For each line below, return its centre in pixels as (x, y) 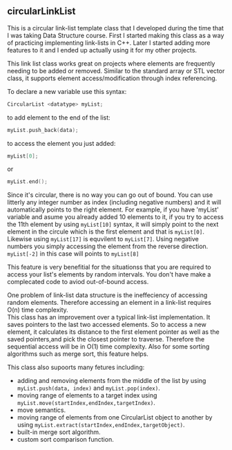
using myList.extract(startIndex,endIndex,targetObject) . (101, 425)
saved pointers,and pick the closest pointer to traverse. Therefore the (106, 339)
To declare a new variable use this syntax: (67, 91)
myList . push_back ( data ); (43, 130)
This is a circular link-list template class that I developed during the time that (116, 28)
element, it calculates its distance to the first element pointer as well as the (113, 332)
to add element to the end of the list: (59, 118)
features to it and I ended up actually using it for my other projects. (102, 50)
